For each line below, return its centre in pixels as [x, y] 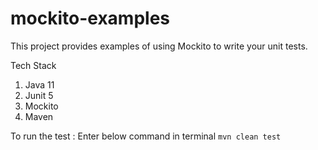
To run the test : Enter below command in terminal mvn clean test [146, 136]
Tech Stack [33, 65]
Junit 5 [39, 95]
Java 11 [39, 84]
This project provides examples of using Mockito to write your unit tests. [159, 46]
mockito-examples [90, 18]
